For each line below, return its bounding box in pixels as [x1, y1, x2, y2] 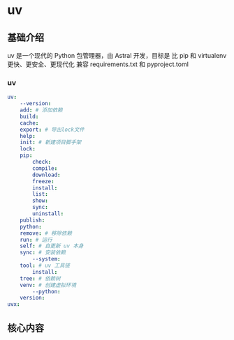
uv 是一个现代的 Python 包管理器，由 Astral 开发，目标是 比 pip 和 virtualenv [7, 52, 227, 59]
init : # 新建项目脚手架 [20, 139, 82, 146]
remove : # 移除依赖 [20, 229, 72, 237]
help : [20, 132, 36, 139]
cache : [20, 119, 39, 127]
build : [20, 113, 39, 120]
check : [32, 159, 52, 166]
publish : [20, 217, 45, 224]
